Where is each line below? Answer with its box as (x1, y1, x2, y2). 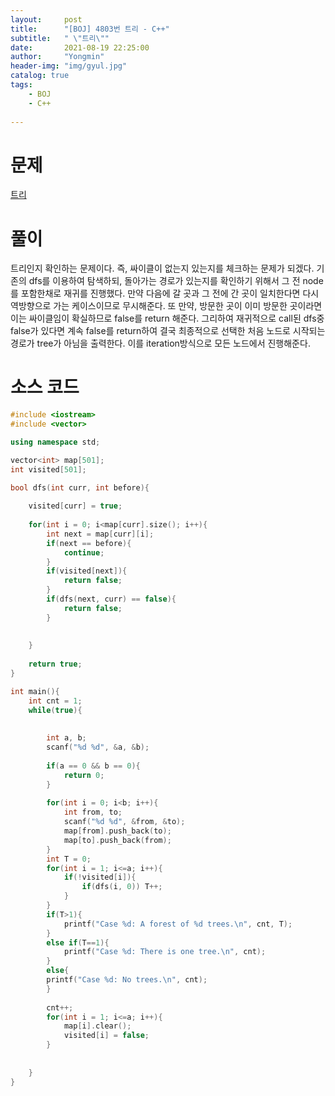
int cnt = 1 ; (28, 696, 83, 706)
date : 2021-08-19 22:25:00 (10, 42, 150, 53)
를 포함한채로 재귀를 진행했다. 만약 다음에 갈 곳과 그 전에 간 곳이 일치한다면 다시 (10, 287, 320, 300)
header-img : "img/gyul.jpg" (10, 61, 128, 71)
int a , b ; (46, 733, 87, 743)
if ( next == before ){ (46, 538, 132, 548)
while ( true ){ (28, 705, 83, 715)
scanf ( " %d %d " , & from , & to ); (63, 817, 186, 827)
